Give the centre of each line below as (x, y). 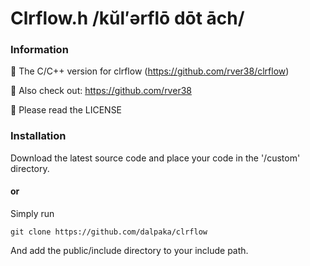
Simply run (32, 213)
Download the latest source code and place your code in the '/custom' (155, 158)
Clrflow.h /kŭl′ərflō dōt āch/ (127, 18)
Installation (38, 136)
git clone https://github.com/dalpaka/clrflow (109, 232)
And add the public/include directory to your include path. (129, 250)
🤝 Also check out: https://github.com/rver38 (101, 91)
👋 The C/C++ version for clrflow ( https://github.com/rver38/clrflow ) (150, 71)
